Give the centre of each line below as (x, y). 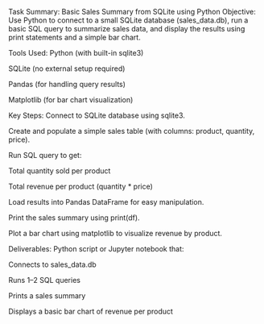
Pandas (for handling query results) (67, 84)
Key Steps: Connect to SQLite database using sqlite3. (97, 115)
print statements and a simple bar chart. (74, 37)
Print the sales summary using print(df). (74, 218)
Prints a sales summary (47, 296)
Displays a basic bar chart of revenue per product (91, 311)
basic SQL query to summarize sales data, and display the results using (127, 29)
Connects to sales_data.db (52, 264)
